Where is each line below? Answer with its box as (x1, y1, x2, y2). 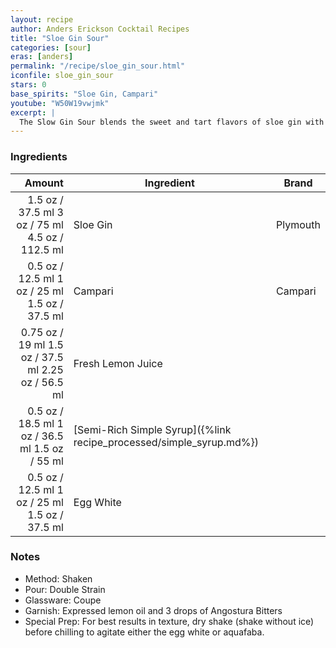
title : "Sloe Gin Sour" (10, 33, 110, 43)
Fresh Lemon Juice (73, 356, 163, 370)
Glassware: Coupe (24, 594, 102, 606)
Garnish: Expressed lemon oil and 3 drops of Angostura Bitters (24, 604, 283, 616)
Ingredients (10, 150, 68, 164)
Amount (24, 176, 64, 190)
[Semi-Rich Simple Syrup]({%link (73, 422, 232, 436)
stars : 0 (10, 80, 47, 90)
